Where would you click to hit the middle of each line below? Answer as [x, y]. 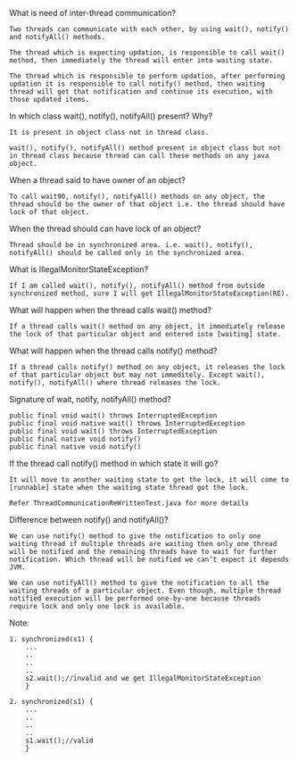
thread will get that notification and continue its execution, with [141, 92]
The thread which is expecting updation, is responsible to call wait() [147, 53]
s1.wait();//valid [59, 740]
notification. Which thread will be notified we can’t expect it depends [149, 559]
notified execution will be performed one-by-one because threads [135, 599]
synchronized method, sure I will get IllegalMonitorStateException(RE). [149, 294]
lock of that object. [50, 212]
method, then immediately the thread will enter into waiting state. [141, 61]
